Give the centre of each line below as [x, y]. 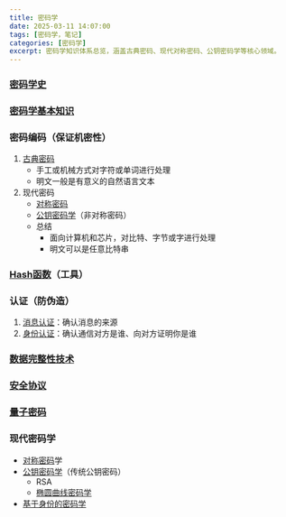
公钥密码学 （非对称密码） [83, 215]
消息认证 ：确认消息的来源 [70, 322]
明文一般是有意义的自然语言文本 [95, 181]
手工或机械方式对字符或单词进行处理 [103, 170]
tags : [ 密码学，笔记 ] [46, 34]
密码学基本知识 [42, 111]
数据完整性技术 [42, 359]
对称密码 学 [42, 460]
